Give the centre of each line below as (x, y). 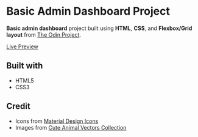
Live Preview (22, 46)
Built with (25, 66)
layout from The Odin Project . (44, 34)
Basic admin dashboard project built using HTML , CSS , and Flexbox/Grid (99, 28)
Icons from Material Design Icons (57, 121)
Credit (18, 106)
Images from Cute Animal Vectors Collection (71, 127)
